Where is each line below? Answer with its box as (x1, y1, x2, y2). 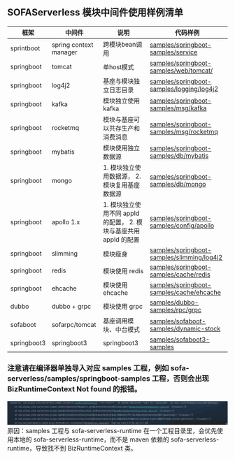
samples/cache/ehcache (150, 288, 222, 296)
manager (51, 48, 78, 56)
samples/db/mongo (150, 180, 206, 189)
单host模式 (102, 62, 134, 71)
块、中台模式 (102, 325, 140, 333)
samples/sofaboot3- (150, 335, 210, 344)
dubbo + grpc (51, 302, 92, 310)
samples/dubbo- (150, 298, 199, 307)
